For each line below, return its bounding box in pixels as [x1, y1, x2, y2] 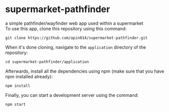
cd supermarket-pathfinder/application [5, 59, 89, 64]
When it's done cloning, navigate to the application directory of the [5, 44, 146, 50]
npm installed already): [5, 73, 53, 79]
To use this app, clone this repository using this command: [5, 25, 127, 31]
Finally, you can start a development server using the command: [5, 92, 139, 98]
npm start [5, 102, 26, 107]
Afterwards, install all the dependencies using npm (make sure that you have [5, 68, 164, 74]
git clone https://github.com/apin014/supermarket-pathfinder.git [5, 35, 148, 40]
